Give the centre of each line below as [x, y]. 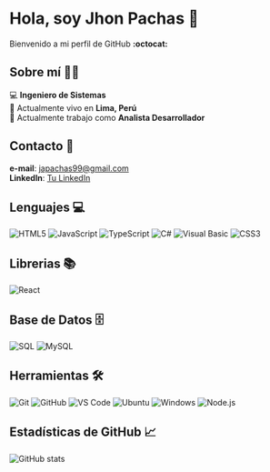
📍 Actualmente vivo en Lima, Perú [73, 107]
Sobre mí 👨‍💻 [45, 72]
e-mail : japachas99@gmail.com [69, 168]
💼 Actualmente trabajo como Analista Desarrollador [107, 117]
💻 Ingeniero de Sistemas [58, 95]
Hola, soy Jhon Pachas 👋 [104, 19]
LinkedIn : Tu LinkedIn [50, 177]
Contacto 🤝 [42, 146]
